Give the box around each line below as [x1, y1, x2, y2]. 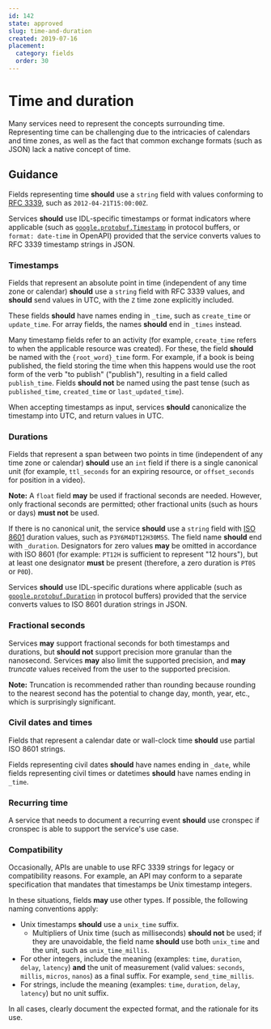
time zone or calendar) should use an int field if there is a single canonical [8, 458, 259, 468]
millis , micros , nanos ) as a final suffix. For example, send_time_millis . [19, 972, 255, 981]
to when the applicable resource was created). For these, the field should [8, 343, 254, 353]
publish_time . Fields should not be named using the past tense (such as [8, 378, 250, 387]
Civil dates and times [8, 717, 93, 728]
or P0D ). [8, 567, 34, 577]
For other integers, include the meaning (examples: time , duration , [19, 954, 243, 963]
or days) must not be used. [8, 508, 100, 518]
